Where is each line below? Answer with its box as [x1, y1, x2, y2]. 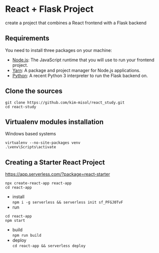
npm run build [12, 233, 41, 238]
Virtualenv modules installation [5, 118, 104, 126]
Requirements [5, 34, 49, 42]
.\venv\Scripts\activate [5, 145, 56, 150]
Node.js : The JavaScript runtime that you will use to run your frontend [12, 57, 155, 63]
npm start [5, 218, 26, 223]
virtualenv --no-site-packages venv [5, 140, 80, 145]
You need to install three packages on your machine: [5, 47, 112, 53]
